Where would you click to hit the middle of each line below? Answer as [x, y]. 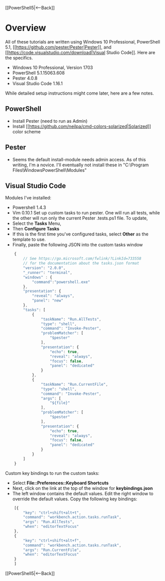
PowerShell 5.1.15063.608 [38, 73]
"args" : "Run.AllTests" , [49, 522]
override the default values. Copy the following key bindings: [75, 499]
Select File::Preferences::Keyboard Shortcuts [60, 483]
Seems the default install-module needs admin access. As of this [79, 159]
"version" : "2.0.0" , [44, 268]
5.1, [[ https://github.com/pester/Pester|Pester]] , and [58, 47]
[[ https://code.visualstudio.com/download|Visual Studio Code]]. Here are [80, 52]
